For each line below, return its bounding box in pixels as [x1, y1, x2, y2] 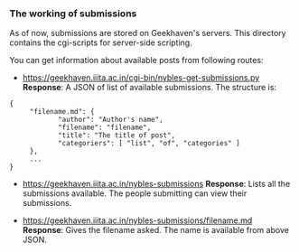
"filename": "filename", [57, 123, 152, 133]
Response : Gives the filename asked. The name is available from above [22, 225, 289, 236]
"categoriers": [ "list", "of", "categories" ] [57, 139, 241, 148]
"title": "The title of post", [57, 131, 176, 140]
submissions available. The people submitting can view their [22, 188, 248, 199]
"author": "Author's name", [57, 116, 164, 125]
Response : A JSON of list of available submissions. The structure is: [22, 82, 277, 93]
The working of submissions [9, 7, 137, 20]
